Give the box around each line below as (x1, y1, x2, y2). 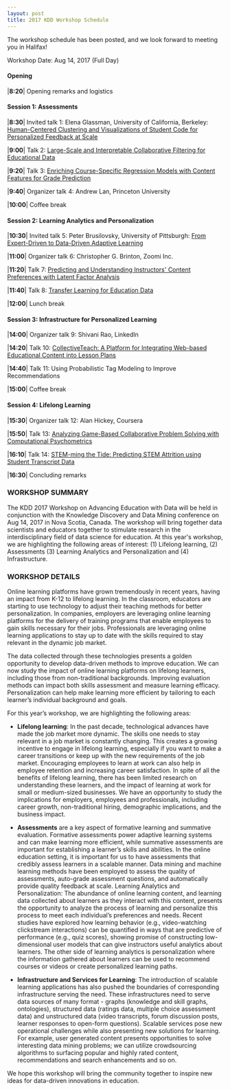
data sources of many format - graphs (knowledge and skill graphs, (16, 998, 208, 1006)
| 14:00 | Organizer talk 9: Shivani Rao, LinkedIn (7, 331, 139, 339)
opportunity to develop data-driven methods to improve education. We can (7, 660, 220, 668)
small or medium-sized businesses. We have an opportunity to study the (16, 788, 222, 796)
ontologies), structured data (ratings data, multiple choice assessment (16, 1005, 216, 1013)
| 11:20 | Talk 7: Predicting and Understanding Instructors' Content (7, 265, 191, 274)
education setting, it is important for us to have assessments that (16, 853, 201, 861)
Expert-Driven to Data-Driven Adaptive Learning (7, 239, 143, 248)
